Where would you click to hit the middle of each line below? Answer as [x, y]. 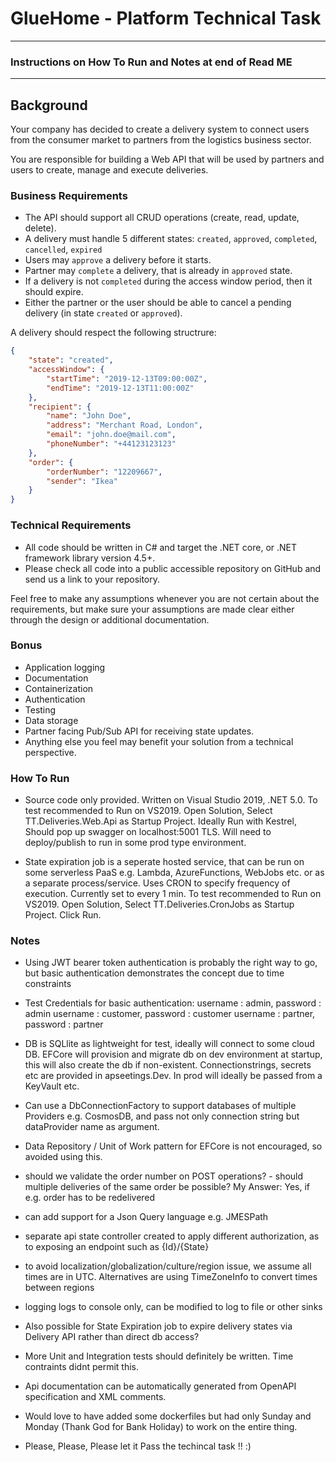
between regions [59, 1288]
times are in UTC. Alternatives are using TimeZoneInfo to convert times [171, 1277]
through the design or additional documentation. [110, 619]
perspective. [50, 752]
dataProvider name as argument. [92, 1127]
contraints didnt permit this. [81, 1367]
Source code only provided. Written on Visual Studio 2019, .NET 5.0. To [171, 800]
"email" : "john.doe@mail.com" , [111, 435]
